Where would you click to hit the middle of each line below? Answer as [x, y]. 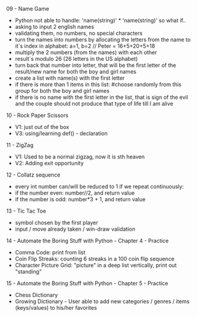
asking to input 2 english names [55, 27]
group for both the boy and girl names [62, 91]
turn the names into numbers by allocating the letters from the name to [103, 39]
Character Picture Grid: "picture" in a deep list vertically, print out [96, 265]
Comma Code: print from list [50, 252]
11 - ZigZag [20, 145]
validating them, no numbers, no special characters [79, 33]
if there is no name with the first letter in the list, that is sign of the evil [102, 97]
